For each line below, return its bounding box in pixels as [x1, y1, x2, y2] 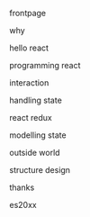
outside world [9, 148, 60, 158]
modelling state [9, 130, 67, 140]
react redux [9, 113, 52, 122]
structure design [9, 165, 70, 175]
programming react [9, 60, 81, 70]
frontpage [9, 8, 47, 18]
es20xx [9, 200, 38, 210]
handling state [9, 95, 63, 105]
